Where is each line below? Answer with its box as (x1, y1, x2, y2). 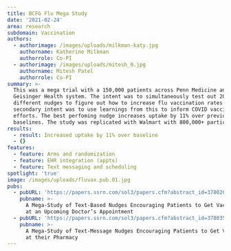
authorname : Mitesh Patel (19, 67, 94, 74)
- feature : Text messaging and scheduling (13, 163, 137, 171)
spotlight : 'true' (7, 170, 60, 177)
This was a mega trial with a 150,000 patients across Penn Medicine (13, 87, 217, 94)
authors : (7, 36, 32, 43)
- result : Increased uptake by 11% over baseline (13, 131, 158, 138)
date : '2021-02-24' (7, 17, 63, 23)
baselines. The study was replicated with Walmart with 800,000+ (13, 118, 205, 126)
